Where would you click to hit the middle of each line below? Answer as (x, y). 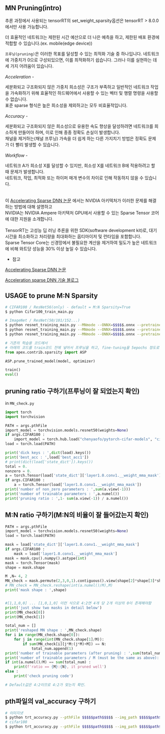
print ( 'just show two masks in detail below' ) (54, 608)
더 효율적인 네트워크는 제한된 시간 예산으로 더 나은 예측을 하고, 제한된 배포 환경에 (82, 37)
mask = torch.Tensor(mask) (33, 563)
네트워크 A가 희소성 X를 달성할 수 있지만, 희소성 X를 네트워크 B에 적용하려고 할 (80, 165)
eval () (12, 375)
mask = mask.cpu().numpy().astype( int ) (46, 558)
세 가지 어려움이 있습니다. (29, 66)
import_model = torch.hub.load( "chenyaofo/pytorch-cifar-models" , (83, 439)
